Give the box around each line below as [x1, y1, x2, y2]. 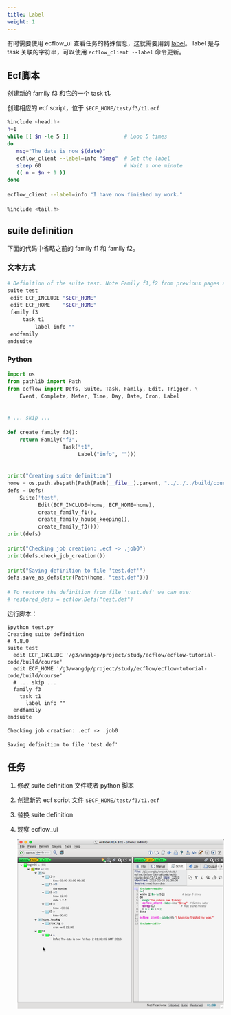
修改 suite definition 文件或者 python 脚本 [16, 781, 134, 789]
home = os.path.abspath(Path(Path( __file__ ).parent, [7, 480, 162, 487]
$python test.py [7, 624, 54, 630]
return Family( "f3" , [19, 436, 78, 443]
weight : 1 [7, 18, 36, 25]
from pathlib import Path [7, 378, 81, 385]
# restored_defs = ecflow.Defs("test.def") [7, 596, 134, 603]
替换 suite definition [16, 810, 74, 819]
